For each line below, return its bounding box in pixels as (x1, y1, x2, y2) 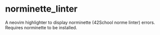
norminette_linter (5, 3, 78, 15)
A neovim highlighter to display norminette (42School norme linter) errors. (5, 19, 155, 25)
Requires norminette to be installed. (5, 24, 77, 30)
